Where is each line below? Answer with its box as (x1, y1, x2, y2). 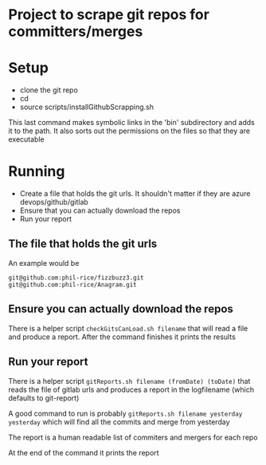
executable (8, 135, 45, 144)
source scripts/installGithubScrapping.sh (19, 102, 154, 112)
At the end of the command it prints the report (8, 447, 159, 457)
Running (8, 162, 65, 181)
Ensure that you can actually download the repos (19, 205, 181, 216)
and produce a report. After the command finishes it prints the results (8, 332, 237, 342)
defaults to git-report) (8, 393, 80, 403)
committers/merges (8, 22, 143, 41)
